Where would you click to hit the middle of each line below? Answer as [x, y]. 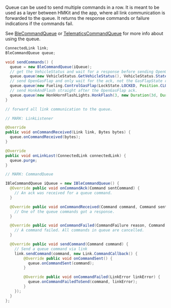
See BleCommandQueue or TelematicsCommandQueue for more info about [84, 33]
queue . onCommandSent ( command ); [61, 263]
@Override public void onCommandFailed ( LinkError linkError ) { [92, 277]
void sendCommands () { [29, 62]
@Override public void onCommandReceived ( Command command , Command [83, 207]
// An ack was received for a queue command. [64, 193]
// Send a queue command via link [51, 249]
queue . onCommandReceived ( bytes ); [45, 137]
